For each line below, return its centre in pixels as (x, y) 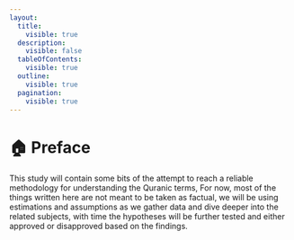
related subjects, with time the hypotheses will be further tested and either (147, 217)
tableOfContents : (50, 59)
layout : (24, 18)
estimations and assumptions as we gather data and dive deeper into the (144, 207)
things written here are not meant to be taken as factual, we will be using (144, 198)
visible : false (54, 51)
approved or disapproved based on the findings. (99, 227)
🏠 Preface (50, 147)
